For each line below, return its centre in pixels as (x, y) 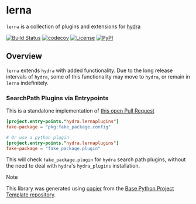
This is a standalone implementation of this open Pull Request (80, 111)
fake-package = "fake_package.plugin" (53, 148)
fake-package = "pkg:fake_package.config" (59, 127)
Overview (24, 56)
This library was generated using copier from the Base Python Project (90, 189)
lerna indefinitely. (27, 83)
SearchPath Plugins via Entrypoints (57, 98)
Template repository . (31, 195)
